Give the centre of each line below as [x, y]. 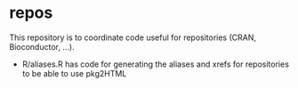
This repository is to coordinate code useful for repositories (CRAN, [133, 37]
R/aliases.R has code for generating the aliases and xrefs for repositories [155, 64]
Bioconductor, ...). [42, 46]
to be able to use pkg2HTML [74, 73]
